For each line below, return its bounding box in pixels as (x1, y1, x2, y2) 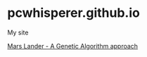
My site (7, 28, 29, 37)
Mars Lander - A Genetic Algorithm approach (7, 42, 139, 50)
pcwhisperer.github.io (7, 5, 141, 21)
